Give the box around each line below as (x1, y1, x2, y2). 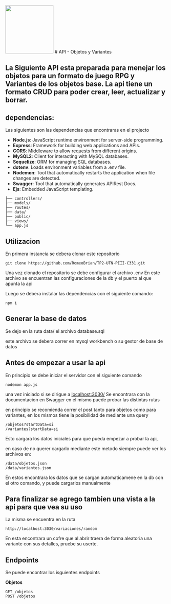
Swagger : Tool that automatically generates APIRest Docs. (12, 181, 137, 187)
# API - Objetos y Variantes (54, 49, 112, 55)
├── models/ (5, 201, 31, 206)
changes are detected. (12, 175, 60, 182)
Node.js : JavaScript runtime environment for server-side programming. (12, 137, 164, 143)
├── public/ (5, 214, 31, 219)
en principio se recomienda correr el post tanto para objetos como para (5, 406, 156, 413)
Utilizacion (5, 237, 40, 246)
